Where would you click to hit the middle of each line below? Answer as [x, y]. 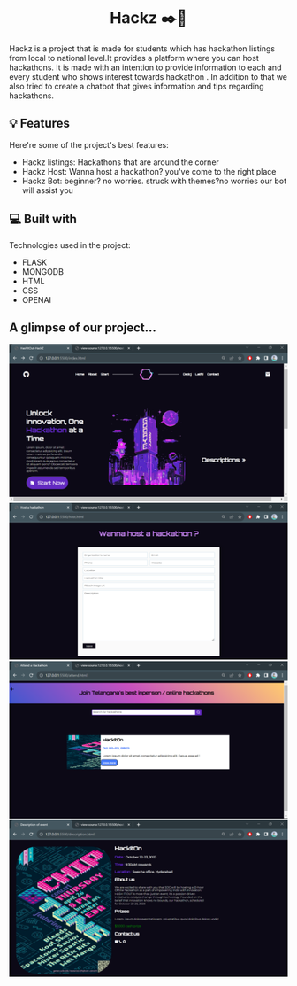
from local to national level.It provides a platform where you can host [134, 58]
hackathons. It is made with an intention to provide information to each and [145, 67]
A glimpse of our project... [83, 327]
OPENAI [36, 299]
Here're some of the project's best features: [89, 144]
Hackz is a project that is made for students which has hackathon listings [142, 48]
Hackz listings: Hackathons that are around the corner [120, 162]
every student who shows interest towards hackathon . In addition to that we [148, 76]
